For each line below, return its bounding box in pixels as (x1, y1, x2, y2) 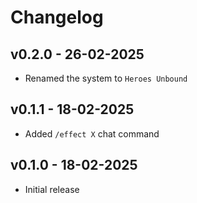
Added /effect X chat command (24, 127, 160, 140)
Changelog (10, 6, 104, 29)
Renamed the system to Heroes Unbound (24, 72, 188, 84)
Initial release (24, 183, 80, 195)
